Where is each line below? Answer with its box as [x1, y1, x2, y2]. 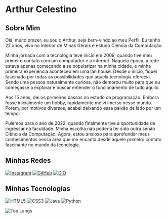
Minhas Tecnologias [5, 185, 71, 193]
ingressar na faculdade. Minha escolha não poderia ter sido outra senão [5, 125, 155, 132]
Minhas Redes [5, 156, 51, 165]
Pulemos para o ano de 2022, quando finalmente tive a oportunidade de [5, 120, 156, 126]
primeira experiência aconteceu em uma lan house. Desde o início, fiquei [5, 68, 157, 74]
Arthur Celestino [5, 4, 77, 15]
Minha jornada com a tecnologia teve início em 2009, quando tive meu [5, 52, 152, 58]
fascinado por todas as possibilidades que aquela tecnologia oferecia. [5, 74, 151, 79]
